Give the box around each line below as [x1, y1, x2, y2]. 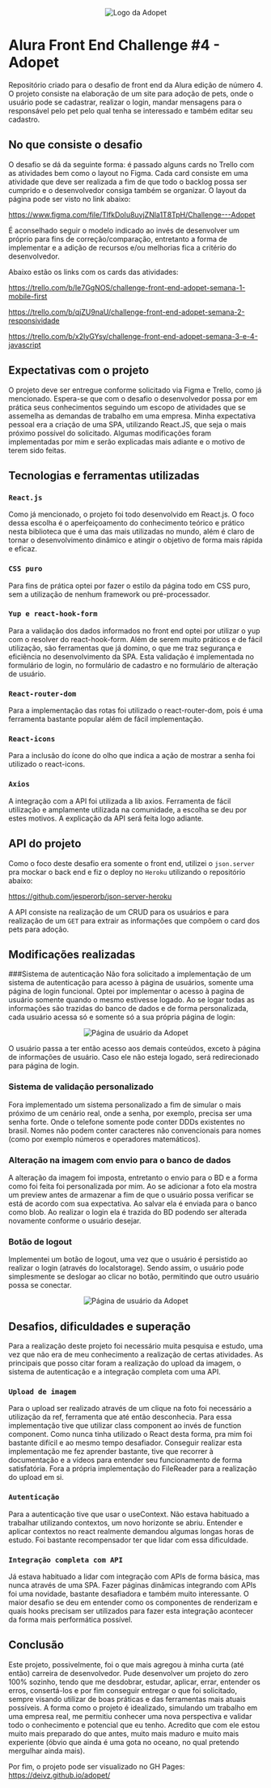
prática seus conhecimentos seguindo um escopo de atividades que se [8, 402, 247, 412]
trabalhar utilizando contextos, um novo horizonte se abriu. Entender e [8, 1517, 243, 1528]
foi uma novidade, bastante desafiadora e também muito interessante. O [8, 1589, 249, 1598]
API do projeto [8, 837, 82, 851]
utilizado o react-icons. [8, 759, 86, 770]
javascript [8, 340, 42, 349]
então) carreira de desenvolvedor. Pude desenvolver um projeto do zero [8, 1668, 249, 1678]
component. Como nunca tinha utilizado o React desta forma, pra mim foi [8, 1430, 252, 1439]
